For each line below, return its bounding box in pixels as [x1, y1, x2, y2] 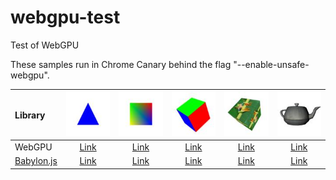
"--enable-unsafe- [233, 58, 310, 70]
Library [14, 109, 46, 121]
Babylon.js [14, 155, 58, 167]
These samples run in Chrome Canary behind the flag [10, 58, 232, 70]
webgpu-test [10, 6, 121, 29]
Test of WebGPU [10, 39, 80, 51]
